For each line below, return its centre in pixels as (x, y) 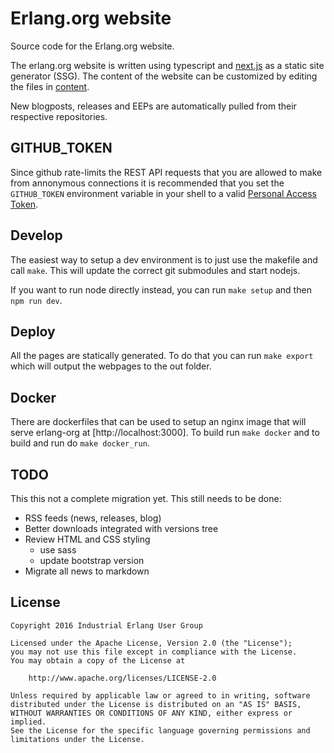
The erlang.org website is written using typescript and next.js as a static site (167, 65)
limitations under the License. (77, 739)
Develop (36, 235)
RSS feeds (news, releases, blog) (93, 518)
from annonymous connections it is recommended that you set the (147, 183)
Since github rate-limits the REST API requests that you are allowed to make (166, 172)
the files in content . (50, 86)
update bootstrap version (92, 560)
